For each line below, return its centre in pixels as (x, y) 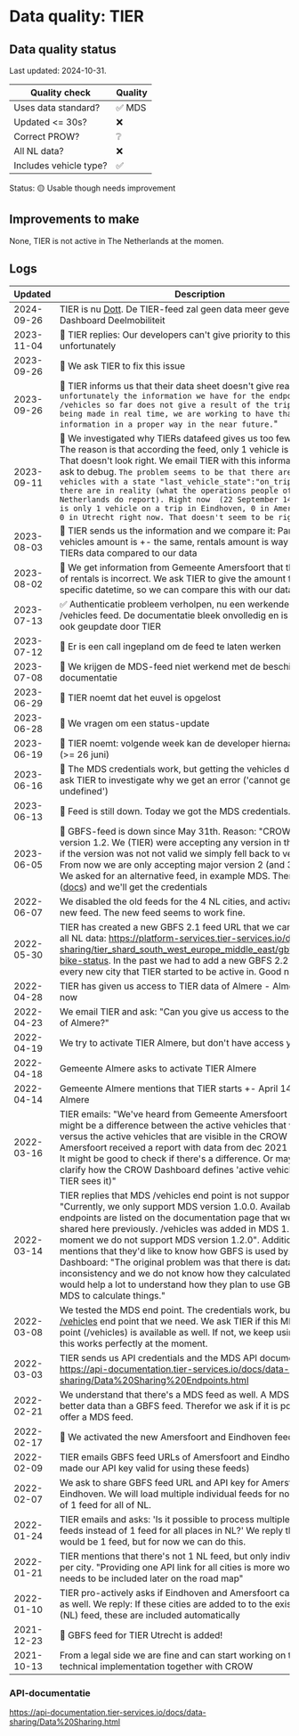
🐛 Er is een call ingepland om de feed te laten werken (170, 646)
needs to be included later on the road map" (151, 1578)
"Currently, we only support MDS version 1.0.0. (158, 1206)
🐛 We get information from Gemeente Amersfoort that (171, 567)
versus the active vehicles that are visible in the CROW (173, 1136)
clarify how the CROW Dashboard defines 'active (162, 1170)
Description (200, 294)
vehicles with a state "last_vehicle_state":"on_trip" (178, 481)
